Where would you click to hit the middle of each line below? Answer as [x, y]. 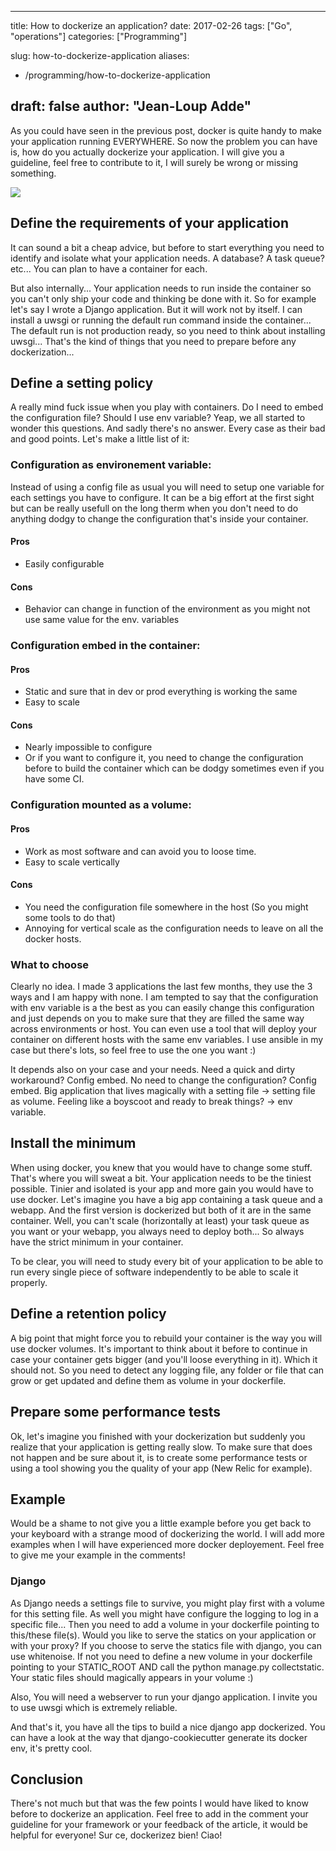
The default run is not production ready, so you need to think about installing [168, 330]
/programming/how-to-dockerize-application [117, 75]
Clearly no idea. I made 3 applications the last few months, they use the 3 [161, 987]
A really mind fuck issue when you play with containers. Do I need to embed [167, 407]
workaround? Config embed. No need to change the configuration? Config [163, 1080]
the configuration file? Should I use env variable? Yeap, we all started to [158, 418]
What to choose [50, 964]
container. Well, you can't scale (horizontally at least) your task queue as [160, 1220]
